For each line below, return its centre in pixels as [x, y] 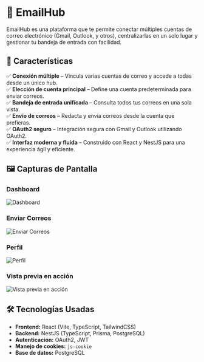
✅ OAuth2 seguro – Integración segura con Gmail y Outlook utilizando [94, 129]
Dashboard [23, 190]
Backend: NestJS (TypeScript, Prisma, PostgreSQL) [80, 333]
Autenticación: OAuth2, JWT [52, 340]
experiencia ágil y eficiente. [41, 149]
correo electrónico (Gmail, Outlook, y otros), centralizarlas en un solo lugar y [102, 35]
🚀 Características [40, 61]
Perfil [15, 247]
